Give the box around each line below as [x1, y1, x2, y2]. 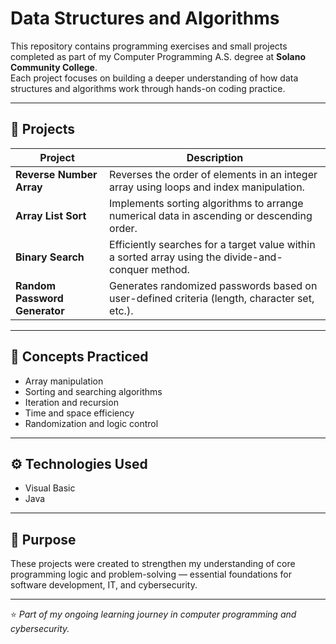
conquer [109, 262, 149, 276]
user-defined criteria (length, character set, [109, 291, 315, 305]
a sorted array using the [109, 250, 222, 264]
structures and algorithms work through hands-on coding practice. [10, 82, 286, 94]
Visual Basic [24, 482, 76, 494]
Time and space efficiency [24, 407, 135, 419]
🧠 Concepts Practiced [10, 348, 149, 366]
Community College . [10, 61, 98, 73]
